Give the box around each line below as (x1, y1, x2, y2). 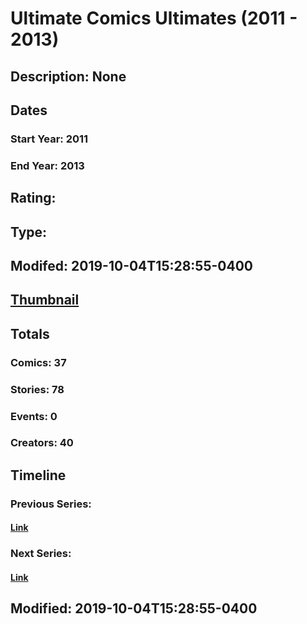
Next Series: (10, 547, 72, 561)
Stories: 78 (10, 382, 65, 396)
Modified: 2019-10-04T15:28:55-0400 (10, 600, 258, 617)
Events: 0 (10, 409, 58, 423)
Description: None (10, 68, 127, 85)
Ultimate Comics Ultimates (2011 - (10, 7, 298, 30)
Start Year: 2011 (10, 132, 89, 146)
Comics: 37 (10, 355, 67, 369)
